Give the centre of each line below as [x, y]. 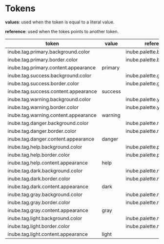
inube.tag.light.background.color [45, 218]
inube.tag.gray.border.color [39, 202]
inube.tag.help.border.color [39, 155]
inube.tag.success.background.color [50, 75]
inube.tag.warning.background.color [49, 99]
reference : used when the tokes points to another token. [62, 31]
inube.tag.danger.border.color [42, 131]
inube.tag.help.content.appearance [48, 163]
